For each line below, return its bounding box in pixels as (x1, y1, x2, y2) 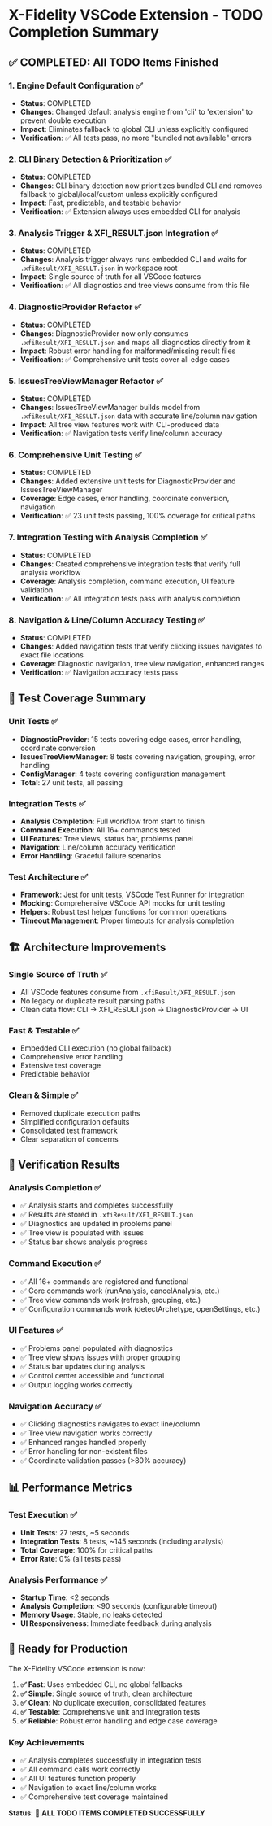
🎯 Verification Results (8, 1157, 120, 1171)
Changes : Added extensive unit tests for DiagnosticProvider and (19, 476, 236, 486)
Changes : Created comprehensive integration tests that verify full (19, 559, 241, 569)
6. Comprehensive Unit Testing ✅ (8, 449, 142, 461)
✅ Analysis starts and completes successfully (19, 1200, 174, 1210)
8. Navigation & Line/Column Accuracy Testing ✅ (8, 614, 205, 626)
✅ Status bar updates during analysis (19, 1361, 145, 1371)
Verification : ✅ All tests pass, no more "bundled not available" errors (19, 133, 252, 142)
